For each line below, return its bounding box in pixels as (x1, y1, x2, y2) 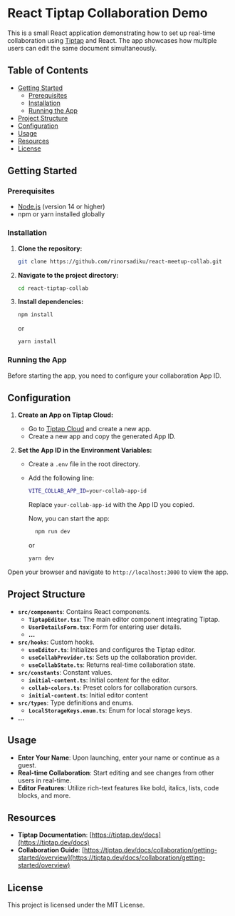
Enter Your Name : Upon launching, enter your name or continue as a (17, 753, 220, 762)
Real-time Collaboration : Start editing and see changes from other (17, 768, 214, 777)
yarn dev (28, 555, 55, 562)
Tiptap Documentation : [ (17, 830, 93, 840)
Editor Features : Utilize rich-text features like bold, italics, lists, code (17, 783, 219, 792)
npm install (17, 311, 53, 318)
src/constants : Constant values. (17, 668, 113, 676)
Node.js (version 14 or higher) (17, 202, 105, 211)
